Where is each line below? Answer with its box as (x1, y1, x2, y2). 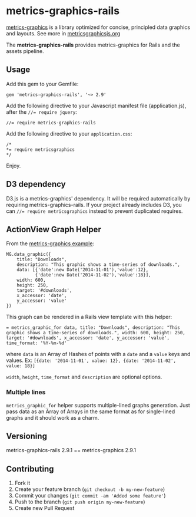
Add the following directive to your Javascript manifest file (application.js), (6, 102, 187, 109)
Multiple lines (6, 388, 46, 396)
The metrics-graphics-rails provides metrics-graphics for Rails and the (6, 41, 181, 48)
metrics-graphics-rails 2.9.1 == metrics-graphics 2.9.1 (6, 447, 137, 454)
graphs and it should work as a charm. (6, 414, 99, 421)
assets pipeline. (6, 47, 44, 54)
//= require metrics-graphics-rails (6, 120, 96, 126)
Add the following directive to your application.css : (6, 130, 132, 137)
